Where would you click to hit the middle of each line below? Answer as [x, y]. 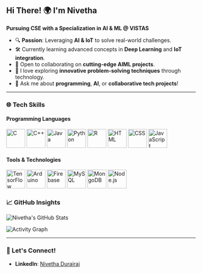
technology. [30, 77]
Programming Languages [38, 119]
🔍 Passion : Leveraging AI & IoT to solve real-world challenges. [93, 40]
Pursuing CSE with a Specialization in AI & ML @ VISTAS [78, 28]
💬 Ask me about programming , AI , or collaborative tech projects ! [96, 83]
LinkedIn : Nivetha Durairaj [47, 263]
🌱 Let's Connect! [31, 251]
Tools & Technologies [34, 159]
